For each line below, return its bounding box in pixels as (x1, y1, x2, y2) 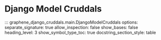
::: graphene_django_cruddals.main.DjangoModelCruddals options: (4, 19, 138, 25)
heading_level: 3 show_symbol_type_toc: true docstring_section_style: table (4, 29, 156, 35)
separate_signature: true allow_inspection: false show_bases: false (4, 24, 138, 30)
